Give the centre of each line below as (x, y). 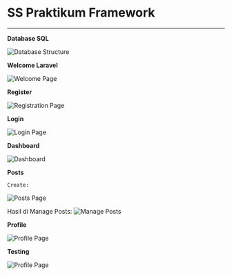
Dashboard (23, 145)
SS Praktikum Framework (81, 13)
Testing (18, 251)
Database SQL (28, 38)
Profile (17, 224)
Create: (18, 185)
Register (20, 92)
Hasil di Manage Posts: (40, 211)
